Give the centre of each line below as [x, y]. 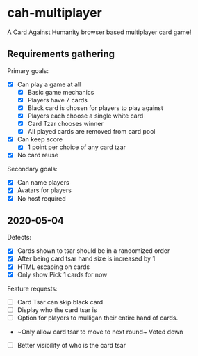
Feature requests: [32, 288]
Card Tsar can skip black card [60, 302]
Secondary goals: [32, 169]
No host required [41, 198]
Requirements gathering [61, 54]
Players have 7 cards [58, 100]
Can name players [43, 183]
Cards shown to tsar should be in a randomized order [93, 251]
